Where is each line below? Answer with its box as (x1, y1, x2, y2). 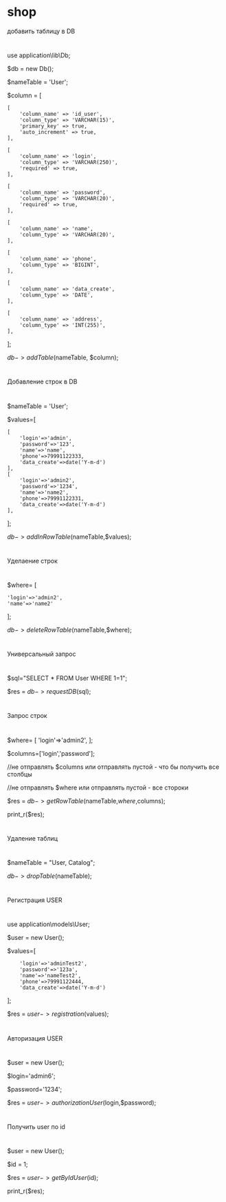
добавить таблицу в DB (7, 27, 76, 35)
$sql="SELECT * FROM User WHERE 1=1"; (7, 674, 128, 683)
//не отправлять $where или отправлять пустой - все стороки (7, 783, 189, 792)
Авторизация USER (7, 1034, 63, 1042)
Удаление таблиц (7, 834, 58, 842)
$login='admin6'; (7, 1072, 56, 1080)
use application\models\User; (7, 920, 91, 928)
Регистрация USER (7, 896, 63, 904)
